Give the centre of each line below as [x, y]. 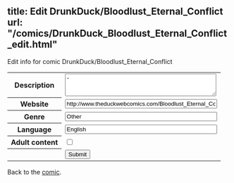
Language [34, 130]
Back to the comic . [35, 172]
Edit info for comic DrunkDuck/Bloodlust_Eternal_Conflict [90, 61]
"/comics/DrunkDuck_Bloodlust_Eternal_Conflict [117, 33]
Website [35, 104]
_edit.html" [32, 45]
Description [35, 85]
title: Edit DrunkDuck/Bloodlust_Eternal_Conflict [115, 12]
